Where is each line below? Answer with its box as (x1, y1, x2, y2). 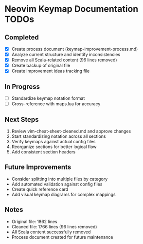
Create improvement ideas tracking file (11, 68, 90, 74)
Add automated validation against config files (11, 181, 103, 187)
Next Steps (4, 115, 39, 124)
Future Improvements (4, 163, 71, 171)
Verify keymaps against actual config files (11, 139, 96, 145)
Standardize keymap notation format (11, 95, 85, 101)
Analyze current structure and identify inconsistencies (11, 52, 121, 57)
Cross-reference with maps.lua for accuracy (11, 101, 101, 107)
